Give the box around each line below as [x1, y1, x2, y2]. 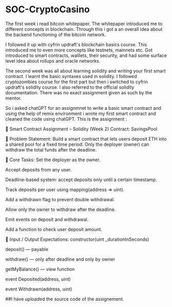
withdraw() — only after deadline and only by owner [5, 256, 116, 262]
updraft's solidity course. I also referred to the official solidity [5, 84, 135, 90]
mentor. [5, 95, 22, 101]
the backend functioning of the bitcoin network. [5, 31, 106, 37]
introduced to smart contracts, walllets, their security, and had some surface [5, 52, 167, 59]
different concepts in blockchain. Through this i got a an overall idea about [5, 26, 163, 32]
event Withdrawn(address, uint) [5, 286, 72, 292]
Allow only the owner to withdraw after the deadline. [5, 206, 116, 213]
